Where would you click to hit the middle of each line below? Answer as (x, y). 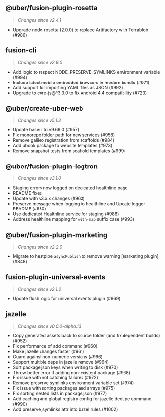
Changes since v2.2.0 (40, 247)
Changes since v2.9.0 (40, 62)
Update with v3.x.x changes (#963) (49, 198)
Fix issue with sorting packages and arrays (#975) (64, 388)
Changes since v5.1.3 (39, 120)
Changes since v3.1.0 (39, 178)
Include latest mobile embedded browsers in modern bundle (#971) (81, 82)
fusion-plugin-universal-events (56, 277)
